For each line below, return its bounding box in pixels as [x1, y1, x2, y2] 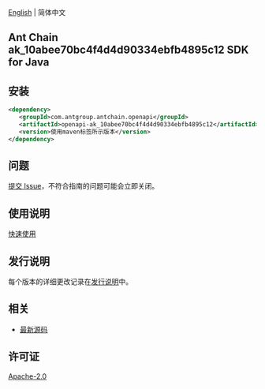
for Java [8, 55, 50, 69]
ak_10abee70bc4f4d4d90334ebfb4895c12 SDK [8, 43, 249, 57]
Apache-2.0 [8, 371, 47, 381]
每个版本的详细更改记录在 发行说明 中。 [8, 277, 132, 286]
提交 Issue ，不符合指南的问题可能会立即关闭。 [8, 181, 159, 191]
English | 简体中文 [8, 8, 66, 17]
